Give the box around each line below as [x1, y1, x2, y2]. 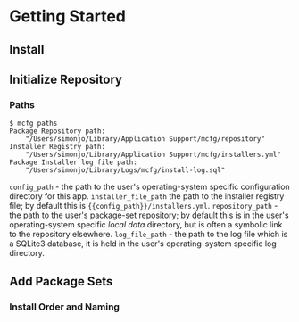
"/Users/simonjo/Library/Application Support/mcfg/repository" [25, 135, 266, 144]
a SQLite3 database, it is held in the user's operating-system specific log [9, 238, 277, 249]
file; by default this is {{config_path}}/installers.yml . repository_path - [9, 201, 278, 211]
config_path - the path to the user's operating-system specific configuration [9, 181, 290, 193]
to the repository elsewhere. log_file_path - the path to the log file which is [9, 229, 288, 240]
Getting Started [9, 6, 127, 27]
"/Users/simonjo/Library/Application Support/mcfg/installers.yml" [25, 150, 281, 160]
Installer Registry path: [9, 143, 105, 152]
